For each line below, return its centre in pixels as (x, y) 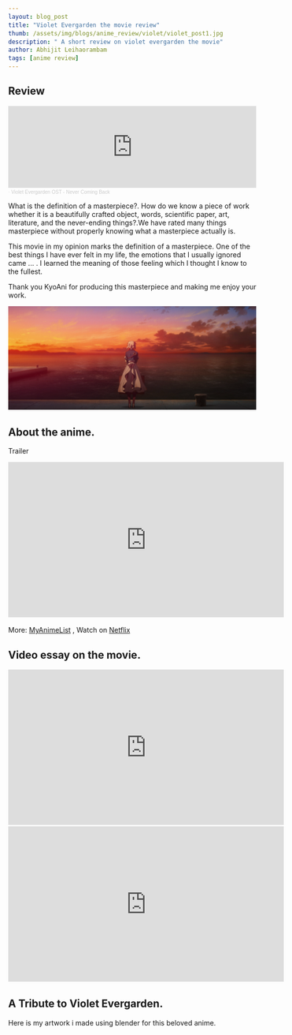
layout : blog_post (38, 17)
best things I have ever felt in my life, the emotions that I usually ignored (125, 254)
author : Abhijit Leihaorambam (58, 50)
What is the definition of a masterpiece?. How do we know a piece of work (129, 206)
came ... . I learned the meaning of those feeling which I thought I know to (128, 263)
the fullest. (26, 271)
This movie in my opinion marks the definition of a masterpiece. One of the (129, 246)
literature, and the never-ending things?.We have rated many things (117, 222)
